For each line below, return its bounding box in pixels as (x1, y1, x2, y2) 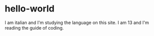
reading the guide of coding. (5, 24, 64, 30)
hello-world (5, 3, 55, 14)
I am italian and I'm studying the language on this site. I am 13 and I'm (5, 19, 149, 25)
